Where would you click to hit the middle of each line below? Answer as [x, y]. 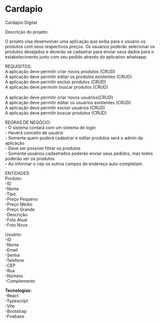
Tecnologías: [18, 290]
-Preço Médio [19, 204]
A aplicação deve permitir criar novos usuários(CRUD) [59, 97]
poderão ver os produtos [30, 158]
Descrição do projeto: [27, 32]
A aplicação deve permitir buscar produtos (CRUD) [56, 113]
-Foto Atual [16, 220]
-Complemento [20, 281]
